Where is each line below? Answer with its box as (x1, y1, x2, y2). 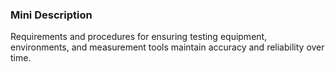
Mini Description (10, 8, 93, 22)
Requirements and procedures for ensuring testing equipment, (10, 31, 268, 43)
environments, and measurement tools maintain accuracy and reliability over (10, 41, 325, 53)
